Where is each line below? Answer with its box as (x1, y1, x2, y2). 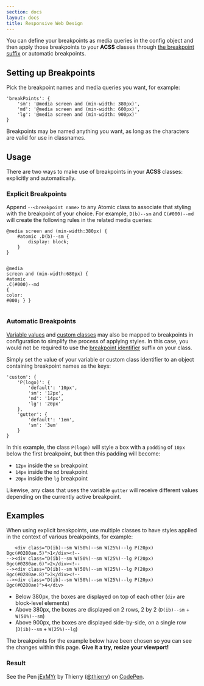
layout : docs (6, 15, 40, 21)
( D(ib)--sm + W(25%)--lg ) (15, 626, 78, 633)
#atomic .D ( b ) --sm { (17, 234, 69, 240)
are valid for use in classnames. (6, 134, 86, 141)
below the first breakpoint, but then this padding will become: (6, 449, 161, 457)
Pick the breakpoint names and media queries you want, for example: (6, 84, 181, 91)
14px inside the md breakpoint (15, 468, 88, 476)
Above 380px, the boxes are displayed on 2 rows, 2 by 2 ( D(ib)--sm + (15, 606, 190, 613)
